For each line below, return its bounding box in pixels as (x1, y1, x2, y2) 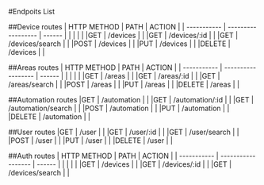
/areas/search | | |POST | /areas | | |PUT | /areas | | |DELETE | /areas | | (8, 79, 240, 89)
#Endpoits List (8, 7, 55, 16)
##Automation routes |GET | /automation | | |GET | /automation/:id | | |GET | (8, 95, 254, 104)
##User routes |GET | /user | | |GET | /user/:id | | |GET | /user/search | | (8, 127, 239, 137)
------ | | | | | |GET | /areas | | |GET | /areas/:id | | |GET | (40, 71, 220, 80)
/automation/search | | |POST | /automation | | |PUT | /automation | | (8, 103, 230, 113)
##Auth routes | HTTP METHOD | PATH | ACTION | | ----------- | (8, 151, 220, 160)
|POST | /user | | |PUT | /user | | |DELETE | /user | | (8, 136, 173, 145)
